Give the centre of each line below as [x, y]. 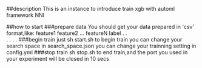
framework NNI [25, 15]
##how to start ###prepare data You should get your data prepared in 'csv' [100, 27]
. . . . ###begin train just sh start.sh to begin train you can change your [94, 39]
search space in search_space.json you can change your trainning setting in [101, 46]
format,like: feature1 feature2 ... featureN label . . [67, 33]
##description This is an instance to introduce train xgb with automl [90, 9]
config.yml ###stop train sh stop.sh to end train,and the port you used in [97, 52]
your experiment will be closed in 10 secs [58, 59]
